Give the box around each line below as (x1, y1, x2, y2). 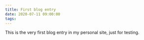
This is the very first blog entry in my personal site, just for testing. (5, 30, 140, 36)
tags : (5, 16, 16, 21)
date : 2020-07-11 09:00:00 (5, 12, 60, 17)
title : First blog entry (5, 7, 56, 12)
